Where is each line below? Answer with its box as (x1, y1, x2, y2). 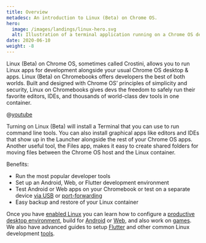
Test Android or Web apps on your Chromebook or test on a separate (15, 185, 191, 193)
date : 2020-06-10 (6, 37, 51, 43)
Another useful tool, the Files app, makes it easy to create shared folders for (6, 142, 199, 149)
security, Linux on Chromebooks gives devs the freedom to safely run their (6, 86, 196, 93)
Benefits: (6, 160, 29, 168)
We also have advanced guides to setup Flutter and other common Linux (6, 223, 190, 230)
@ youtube (6, 111, 32, 118)
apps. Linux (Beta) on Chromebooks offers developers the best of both (6, 73, 185, 80)
